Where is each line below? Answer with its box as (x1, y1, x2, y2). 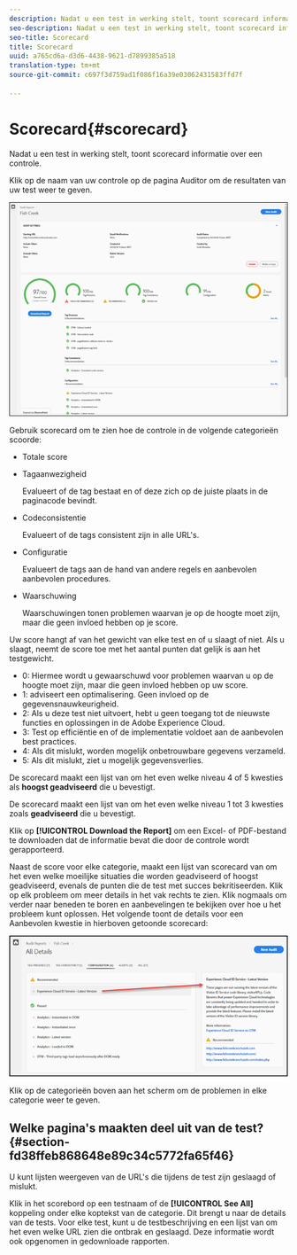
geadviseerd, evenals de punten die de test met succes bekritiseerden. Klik (9, 880, 284, 891)
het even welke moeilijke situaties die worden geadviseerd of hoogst (9, 870, 259, 881)
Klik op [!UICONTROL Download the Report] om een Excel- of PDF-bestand (9, 825, 287, 836)
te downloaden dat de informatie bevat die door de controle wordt (9, 834, 249, 846)
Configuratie (21, 546, 68, 557)
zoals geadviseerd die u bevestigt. (9, 807, 136, 819)
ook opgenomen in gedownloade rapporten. (9, 1236, 170, 1246)
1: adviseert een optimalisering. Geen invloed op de (21, 689, 209, 699)
